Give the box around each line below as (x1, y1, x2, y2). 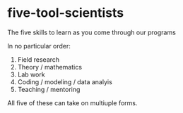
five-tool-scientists (7, 5, 124, 21)
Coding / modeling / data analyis (17, 77, 113, 86)
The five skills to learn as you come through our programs (7, 28, 177, 36)
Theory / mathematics (17, 62, 83, 71)
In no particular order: (7, 41, 71, 50)
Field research (17, 55, 60, 64)
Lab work (17, 70, 45, 79)
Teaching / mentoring (17, 85, 81, 93)
